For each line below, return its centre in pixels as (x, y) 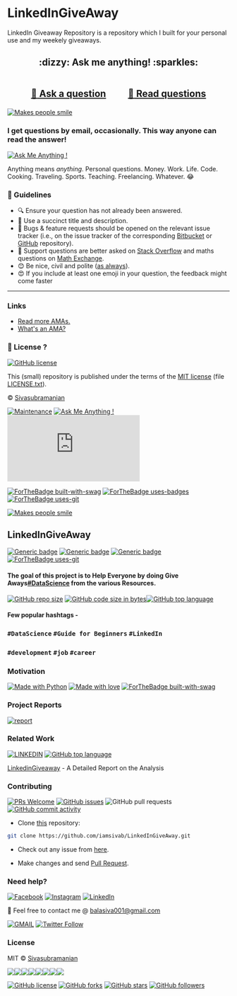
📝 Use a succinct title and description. (73, 220)
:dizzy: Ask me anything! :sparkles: (119, 63)
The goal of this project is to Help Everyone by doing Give (93, 576)
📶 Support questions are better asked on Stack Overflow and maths (116, 251)
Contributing (30, 786)
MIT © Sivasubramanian (43, 958)
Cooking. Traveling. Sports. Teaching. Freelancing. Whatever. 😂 (101, 176)
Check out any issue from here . (63, 849)
